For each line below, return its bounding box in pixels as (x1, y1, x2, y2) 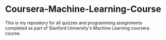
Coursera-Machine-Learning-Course (5, 3, 162, 15)
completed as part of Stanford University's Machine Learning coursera (5, 25, 150, 31)
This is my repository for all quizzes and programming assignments (5, 20, 143, 26)
